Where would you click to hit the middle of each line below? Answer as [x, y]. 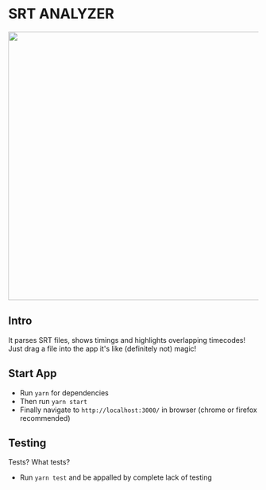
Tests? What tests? [39, 462]
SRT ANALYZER [62, 14]
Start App [33, 373]
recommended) [45, 418]
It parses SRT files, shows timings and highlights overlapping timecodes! [127, 340]
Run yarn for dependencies [64, 393]
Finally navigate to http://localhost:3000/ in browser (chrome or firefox [139, 410]
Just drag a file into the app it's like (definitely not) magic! [102, 348]
